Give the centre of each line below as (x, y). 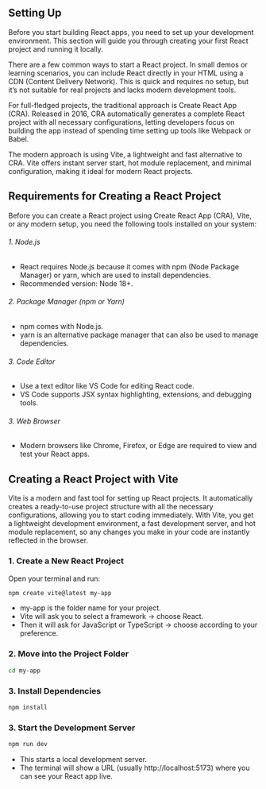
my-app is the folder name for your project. (90, 608)
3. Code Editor (32, 362)
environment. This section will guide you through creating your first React (128, 41)
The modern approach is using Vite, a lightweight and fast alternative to (125, 154)
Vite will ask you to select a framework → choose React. (112, 617)
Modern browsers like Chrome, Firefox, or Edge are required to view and (138, 446)
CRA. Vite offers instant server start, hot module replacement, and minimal (130, 163)
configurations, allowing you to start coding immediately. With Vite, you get (131, 515)
